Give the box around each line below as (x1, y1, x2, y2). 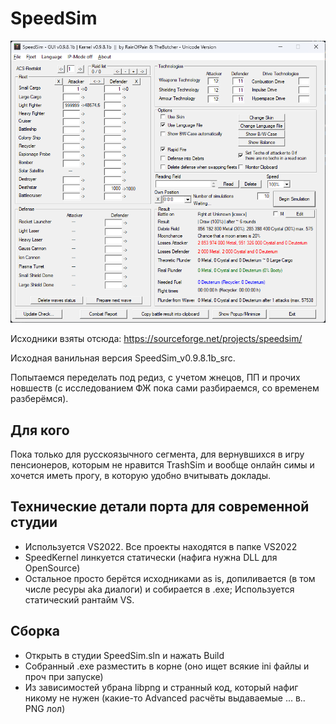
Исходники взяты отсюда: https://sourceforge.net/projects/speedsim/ (10, 333, 303, 345)
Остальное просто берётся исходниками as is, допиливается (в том (24, 572, 316, 584)
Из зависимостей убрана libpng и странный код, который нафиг (24, 681, 299, 693)
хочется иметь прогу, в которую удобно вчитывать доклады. (10, 469, 271, 481)
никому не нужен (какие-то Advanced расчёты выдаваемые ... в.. (24, 692, 306, 704)
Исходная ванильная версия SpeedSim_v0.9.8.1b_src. (10, 352, 236, 364)
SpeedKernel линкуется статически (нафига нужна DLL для (24, 551, 278, 563)
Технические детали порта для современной (10, 498, 310, 516)
